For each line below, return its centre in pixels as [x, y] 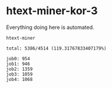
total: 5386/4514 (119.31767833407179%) [57, 48]
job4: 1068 [19, 79]
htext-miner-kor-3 [52, 11]
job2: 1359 [19, 69]
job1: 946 [18, 64]
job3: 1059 [19, 74]
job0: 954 [18, 58]
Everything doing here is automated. [50, 27]
